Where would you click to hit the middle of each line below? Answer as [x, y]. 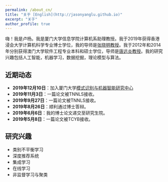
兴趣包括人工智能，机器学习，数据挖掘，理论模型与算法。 [64, 58]
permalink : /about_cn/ [29, 10]
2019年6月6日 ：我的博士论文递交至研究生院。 [60, 113]
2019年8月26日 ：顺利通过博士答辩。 [50, 107]
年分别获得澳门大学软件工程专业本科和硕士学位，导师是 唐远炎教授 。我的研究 [84, 51]
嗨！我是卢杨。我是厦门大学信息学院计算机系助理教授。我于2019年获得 [78, 39]
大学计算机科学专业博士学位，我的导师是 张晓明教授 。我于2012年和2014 [87, 45]
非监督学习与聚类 [30, 174]
